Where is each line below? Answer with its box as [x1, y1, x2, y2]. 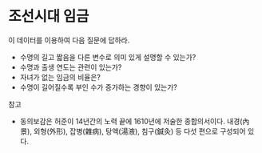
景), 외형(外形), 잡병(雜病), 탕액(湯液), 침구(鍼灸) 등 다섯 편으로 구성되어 [19, 126, 246, 136]
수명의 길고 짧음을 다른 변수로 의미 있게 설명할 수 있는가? [19, 52, 196, 62]
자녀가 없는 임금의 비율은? [19, 72, 101, 82]
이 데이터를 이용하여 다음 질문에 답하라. [8, 35, 130, 45]
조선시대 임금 [8, 7, 89, 26]
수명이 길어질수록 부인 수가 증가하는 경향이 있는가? [19, 82, 177, 92]
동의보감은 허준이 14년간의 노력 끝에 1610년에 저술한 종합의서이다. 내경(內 [19, 116, 250, 126]
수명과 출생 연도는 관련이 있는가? [19, 62, 122, 72]
